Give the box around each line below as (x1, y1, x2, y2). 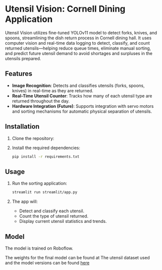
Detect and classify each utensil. (19, 208, 85, 214)
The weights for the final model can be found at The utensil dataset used (5, 254, 150, 260)
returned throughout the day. (12, 98, 70, 104)
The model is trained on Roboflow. (5, 245, 74, 251)
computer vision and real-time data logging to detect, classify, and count (5, 40, 150, 46)
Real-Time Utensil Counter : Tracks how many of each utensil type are (12, 93, 152, 99)
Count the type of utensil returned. (19, 213, 88, 219)
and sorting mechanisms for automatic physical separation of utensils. (12, 108, 152, 114)
